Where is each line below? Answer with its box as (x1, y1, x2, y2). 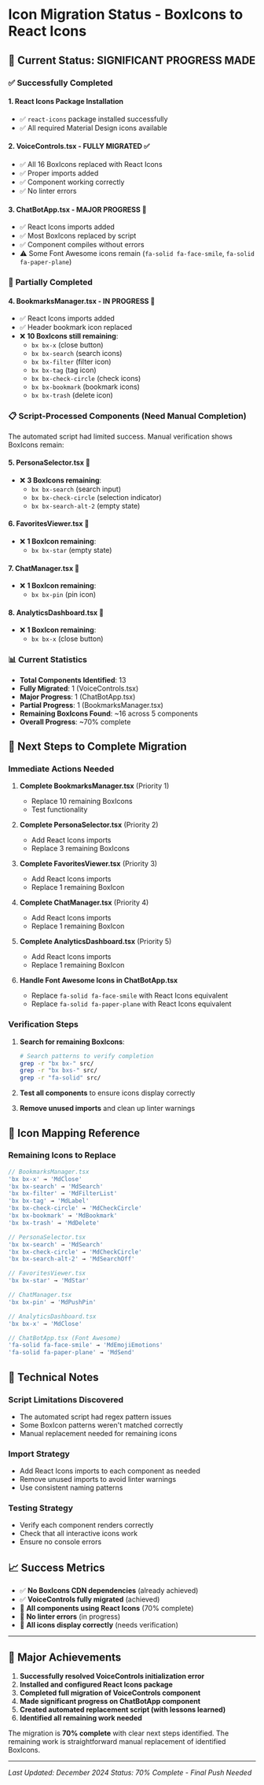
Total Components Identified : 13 (19, 675, 126, 684)
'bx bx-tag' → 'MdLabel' (8, 1197, 90, 1205)
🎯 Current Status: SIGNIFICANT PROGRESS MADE (8, 54, 256, 67)
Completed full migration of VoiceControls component (19, 1688, 201, 1698)
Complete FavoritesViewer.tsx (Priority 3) (19, 859, 158, 868)
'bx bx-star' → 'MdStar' (8, 1277, 90, 1285)
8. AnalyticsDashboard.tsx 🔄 (8, 608, 104, 617)
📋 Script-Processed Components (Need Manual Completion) (8, 411, 247, 422)
